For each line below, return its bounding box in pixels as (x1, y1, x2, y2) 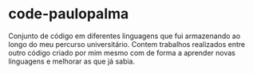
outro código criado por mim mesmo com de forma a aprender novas (8, 48, 235, 57)
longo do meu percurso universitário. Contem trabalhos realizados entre (8, 39, 246, 49)
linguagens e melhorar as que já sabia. (8, 56, 136, 66)
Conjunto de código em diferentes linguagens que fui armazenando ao (8, 31, 241, 41)
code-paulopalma (8, 5, 129, 23)
